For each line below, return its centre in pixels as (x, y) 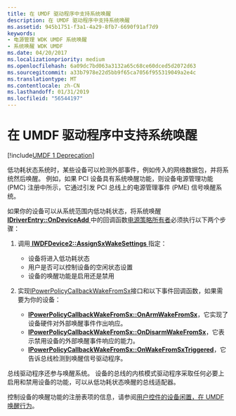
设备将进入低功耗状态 (59, 258)
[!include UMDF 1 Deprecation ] (51, 155)
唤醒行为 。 (23, 405)
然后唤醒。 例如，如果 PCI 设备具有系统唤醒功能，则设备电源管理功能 (113, 178)
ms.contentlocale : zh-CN (44, 86)
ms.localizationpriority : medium (56, 60)
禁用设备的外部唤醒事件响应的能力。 (86, 340)
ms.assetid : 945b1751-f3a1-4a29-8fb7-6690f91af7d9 (83, 27)
